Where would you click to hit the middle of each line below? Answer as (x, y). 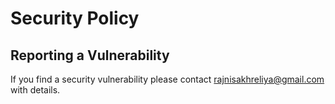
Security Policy (75, 18)
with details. (35, 90)
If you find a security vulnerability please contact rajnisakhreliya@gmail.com (167, 79)
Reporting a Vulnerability (90, 55)
